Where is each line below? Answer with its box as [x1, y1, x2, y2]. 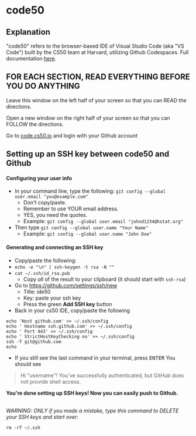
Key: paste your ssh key [23, 294, 81, 301]
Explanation [6, 27, 51, 37]
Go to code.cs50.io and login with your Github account [6, 132, 138, 139]
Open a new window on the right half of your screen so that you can [6, 114, 171, 121]
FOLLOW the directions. [6, 120, 64, 128]
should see [14, 360, 42, 367]
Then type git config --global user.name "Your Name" [14, 224, 149, 231]
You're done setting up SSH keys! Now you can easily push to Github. [6, 389, 178, 397]
